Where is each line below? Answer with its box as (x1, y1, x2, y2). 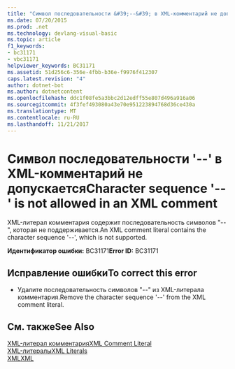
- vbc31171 (7, 56, 39, 63)
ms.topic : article (7, 36, 61, 43)
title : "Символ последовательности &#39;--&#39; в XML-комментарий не (7, 10, 218, 17)
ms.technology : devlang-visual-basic (7, 29, 117, 37)
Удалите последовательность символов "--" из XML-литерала (17, 286, 204, 294)
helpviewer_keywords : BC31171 (7, 62, 96, 69)
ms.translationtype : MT (7, 108, 77, 115)
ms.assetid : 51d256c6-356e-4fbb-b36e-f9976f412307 (7, 68, 158, 75)
